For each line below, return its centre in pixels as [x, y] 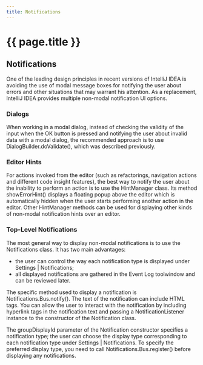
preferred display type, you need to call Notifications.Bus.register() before [99, 349]
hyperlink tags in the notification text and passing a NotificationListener [95, 311]
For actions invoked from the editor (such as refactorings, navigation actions [101, 175]
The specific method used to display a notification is [72, 292]
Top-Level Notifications [42, 230]
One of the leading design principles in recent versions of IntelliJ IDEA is [96, 79]
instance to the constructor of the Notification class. [71, 318]
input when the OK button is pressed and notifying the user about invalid [97, 133]
